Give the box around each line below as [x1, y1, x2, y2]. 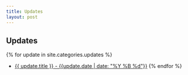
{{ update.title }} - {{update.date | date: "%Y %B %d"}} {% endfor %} [14, 63, 183, 70]
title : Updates [6, 8, 43, 15]
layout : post [6, 14, 38, 20]
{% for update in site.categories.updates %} [6, 51, 112, 59]
